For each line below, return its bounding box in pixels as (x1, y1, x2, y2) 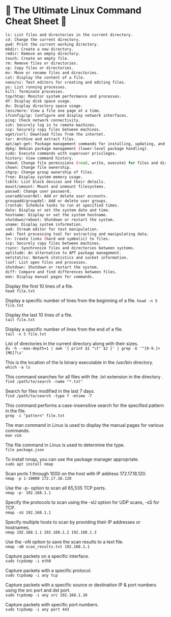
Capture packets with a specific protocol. (5, 568, 92, 574)
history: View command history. (5, 156, 74, 161)
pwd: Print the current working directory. (5, 42, 99, 47)
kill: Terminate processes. (5, 89, 65, 94)
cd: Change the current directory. (5, 37, 81, 42)
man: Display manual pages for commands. (5, 274, 95, 279)
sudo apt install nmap (5, 461, 53, 467)
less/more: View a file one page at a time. (5, 108, 101, 113)
